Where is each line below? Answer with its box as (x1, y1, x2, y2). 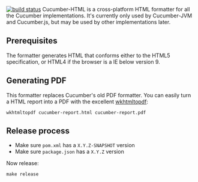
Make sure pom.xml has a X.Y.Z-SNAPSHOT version (14, 142, 135, 149)
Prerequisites (6, 36, 58, 46)
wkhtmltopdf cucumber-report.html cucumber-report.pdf (6, 109, 146, 115)
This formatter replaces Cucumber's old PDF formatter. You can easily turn (6, 91, 191, 99)
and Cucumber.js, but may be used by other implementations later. (6, 19, 171, 25)
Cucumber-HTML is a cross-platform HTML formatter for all (42, 6, 190, 13)
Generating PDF (6, 76, 67, 86)
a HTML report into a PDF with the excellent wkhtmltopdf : (6, 98, 149, 105)
